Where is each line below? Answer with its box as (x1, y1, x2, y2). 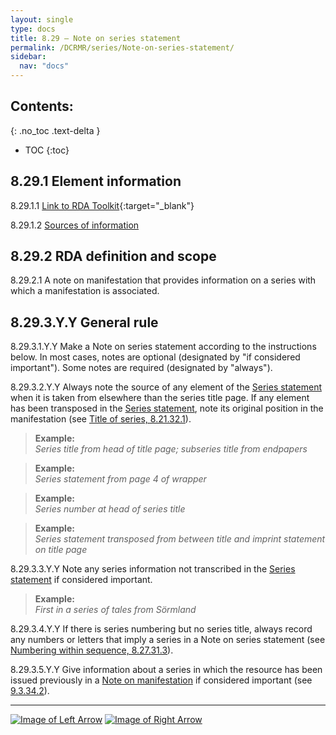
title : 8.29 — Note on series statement (10, 33, 182, 43)
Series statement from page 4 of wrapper (34, 473, 207, 485)
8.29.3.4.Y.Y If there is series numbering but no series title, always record (10, 623, 313, 635)
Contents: (10, 98, 74, 115)
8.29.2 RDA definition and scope (10, 248, 217, 265)
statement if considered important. (10, 574, 153, 586)
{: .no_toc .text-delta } (10, 124, 101, 136)
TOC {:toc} (24, 144, 70, 156)
